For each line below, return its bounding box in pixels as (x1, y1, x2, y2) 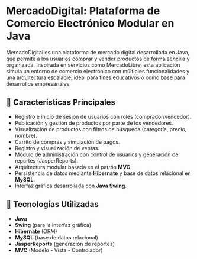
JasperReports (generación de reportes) (14, 240, 115, 247)
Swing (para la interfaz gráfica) (14, 221, 92, 228)
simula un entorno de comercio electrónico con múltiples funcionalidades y (6, 67, 190, 75)
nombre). (14, 132, 37, 139)
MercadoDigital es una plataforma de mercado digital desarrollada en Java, (6, 48, 190, 56)
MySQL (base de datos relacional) (14, 234, 99, 241)
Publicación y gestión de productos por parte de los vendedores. (14, 119, 173, 127)
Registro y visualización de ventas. (14, 144, 99, 151)
